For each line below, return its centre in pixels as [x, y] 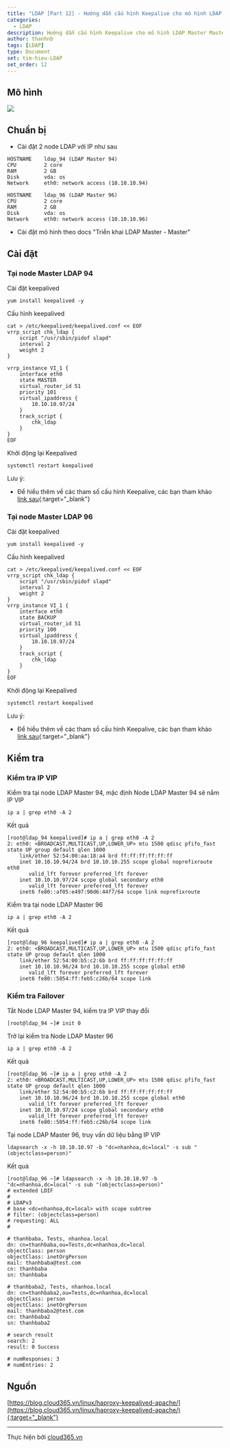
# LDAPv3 [20, 1203]
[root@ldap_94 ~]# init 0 [44, 1023]
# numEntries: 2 [30, 1365]
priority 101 [38, 392]
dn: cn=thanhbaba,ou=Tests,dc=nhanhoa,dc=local [76, 1245]
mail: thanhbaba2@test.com [46, 1311]
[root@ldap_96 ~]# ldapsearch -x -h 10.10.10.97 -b [82, 1179]
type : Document [29, 52]
